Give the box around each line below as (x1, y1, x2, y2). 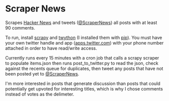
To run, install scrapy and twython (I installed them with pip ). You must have (5, 34, 162, 40)
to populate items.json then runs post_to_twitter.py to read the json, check (5, 60, 158, 66)
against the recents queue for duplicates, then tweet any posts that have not (5, 65, 163, 71)
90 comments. (5, 24, 35, 30)
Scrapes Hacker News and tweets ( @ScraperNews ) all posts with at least (5, 19, 157, 25)
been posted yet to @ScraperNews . (5, 70, 79, 76)
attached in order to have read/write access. (5, 45, 97, 51)
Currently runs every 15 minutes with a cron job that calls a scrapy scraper (5, 54, 159, 60)
